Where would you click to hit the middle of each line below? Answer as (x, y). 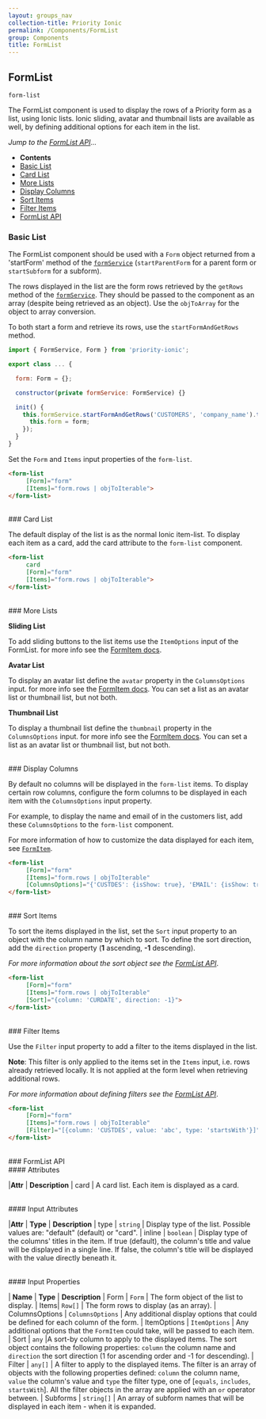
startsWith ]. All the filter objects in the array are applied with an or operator (132, 1389)
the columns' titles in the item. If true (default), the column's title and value (129, 1241)
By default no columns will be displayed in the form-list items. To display (128, 784)
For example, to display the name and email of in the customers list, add (125, 816)
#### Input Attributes (43, 1208)
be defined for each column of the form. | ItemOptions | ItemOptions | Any (129, 1322)
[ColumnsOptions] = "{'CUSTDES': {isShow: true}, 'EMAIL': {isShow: (137, 885)
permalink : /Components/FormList (63, 30)
